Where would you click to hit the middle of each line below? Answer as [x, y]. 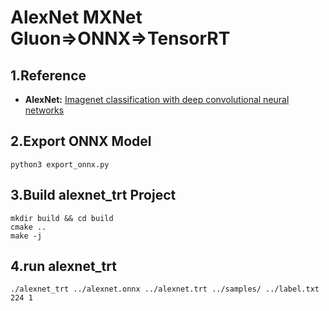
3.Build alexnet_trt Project [93, 195]
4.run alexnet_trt [63, 266]
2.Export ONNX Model [81, 141]
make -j [26, 236]
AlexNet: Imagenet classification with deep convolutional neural [157, 99]
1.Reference [48, 75]
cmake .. [28, 227]
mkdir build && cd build [62, 218]
